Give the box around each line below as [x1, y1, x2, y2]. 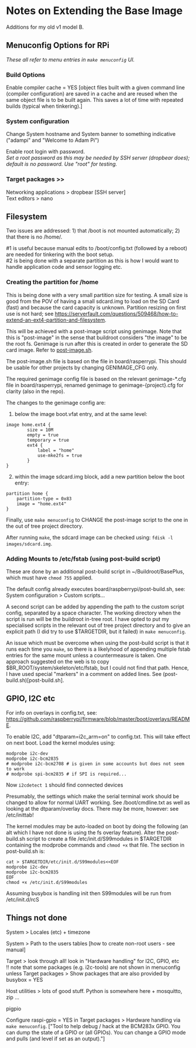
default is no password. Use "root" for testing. [6, 161, 118, 168]
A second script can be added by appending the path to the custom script [6, 603, 184, 610]
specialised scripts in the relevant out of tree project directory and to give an [6, 622, 191, 629]
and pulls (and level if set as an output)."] [6, 1035, 105, 1042]
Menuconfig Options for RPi [6, 40, 109, 50]
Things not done [6, 913, 67, 923]
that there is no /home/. [6, 233, 63, 241]
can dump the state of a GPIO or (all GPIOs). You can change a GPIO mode [6, 1029, 186, 1036]
